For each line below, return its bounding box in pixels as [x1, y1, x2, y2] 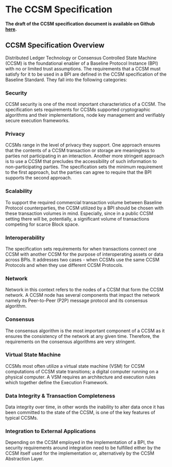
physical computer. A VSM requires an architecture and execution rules [5, 374, 156, 380]
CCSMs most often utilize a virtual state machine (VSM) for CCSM [5, 363, 145, 369]
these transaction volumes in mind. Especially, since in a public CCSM [5, 210, 154, 217]
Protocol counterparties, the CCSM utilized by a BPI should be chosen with [5, 205, 164, 211]
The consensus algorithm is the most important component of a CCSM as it [5, 328, 165, 334]
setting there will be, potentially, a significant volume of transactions [5, 215, 150, 222]
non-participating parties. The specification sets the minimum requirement [5, 164, 163, 170]
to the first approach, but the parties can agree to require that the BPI [5, 169, 152, 175]
